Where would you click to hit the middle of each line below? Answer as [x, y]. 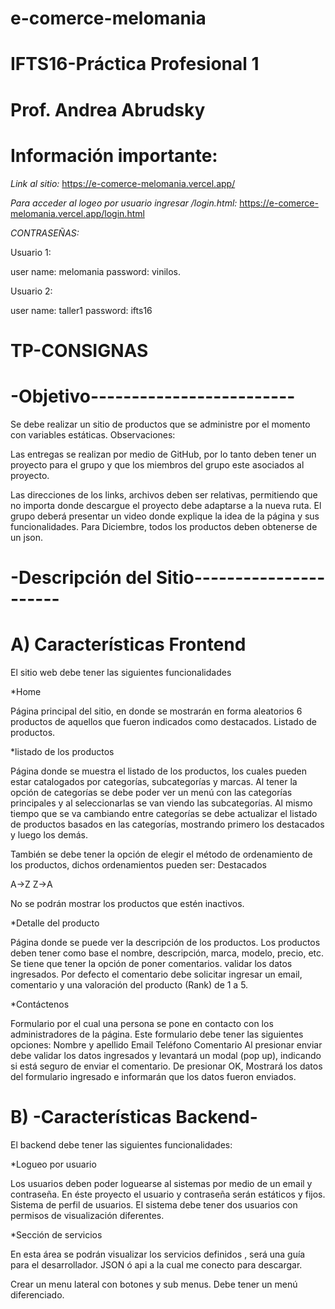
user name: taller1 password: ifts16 [81, 310]
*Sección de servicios [56, 1234]
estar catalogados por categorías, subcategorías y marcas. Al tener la [154, 781]
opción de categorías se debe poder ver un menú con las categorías [151, 792]
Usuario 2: [31, 291]
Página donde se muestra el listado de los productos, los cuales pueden [159, 771]
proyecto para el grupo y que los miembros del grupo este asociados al [157, 464]
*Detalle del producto [55, 923]
